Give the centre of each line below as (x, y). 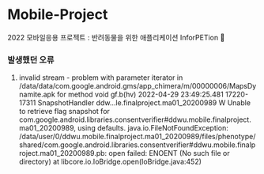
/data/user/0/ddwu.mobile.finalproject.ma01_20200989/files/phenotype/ (137, 137)
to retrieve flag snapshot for (64, 112)
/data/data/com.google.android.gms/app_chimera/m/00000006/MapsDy (138, 86)
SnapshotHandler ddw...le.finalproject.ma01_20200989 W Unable (144, 103)
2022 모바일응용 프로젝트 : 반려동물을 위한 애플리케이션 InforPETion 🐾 (116, 37)
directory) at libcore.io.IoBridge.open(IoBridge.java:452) (110, 162)
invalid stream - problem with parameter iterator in (101, 78)
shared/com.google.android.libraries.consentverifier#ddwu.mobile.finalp (137, 145)
